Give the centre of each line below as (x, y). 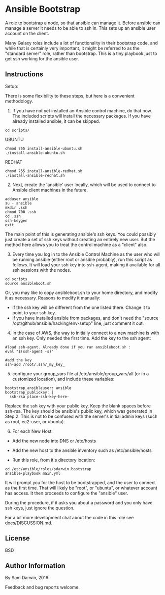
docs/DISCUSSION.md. (29, 523)
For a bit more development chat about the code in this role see (69, 517)
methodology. (19, 101)
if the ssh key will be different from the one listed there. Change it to (81, 307)
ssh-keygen (16, 221)
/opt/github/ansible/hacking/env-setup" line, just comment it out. (78, 323)
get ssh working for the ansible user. (42, 58)
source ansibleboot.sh (28, 283)
